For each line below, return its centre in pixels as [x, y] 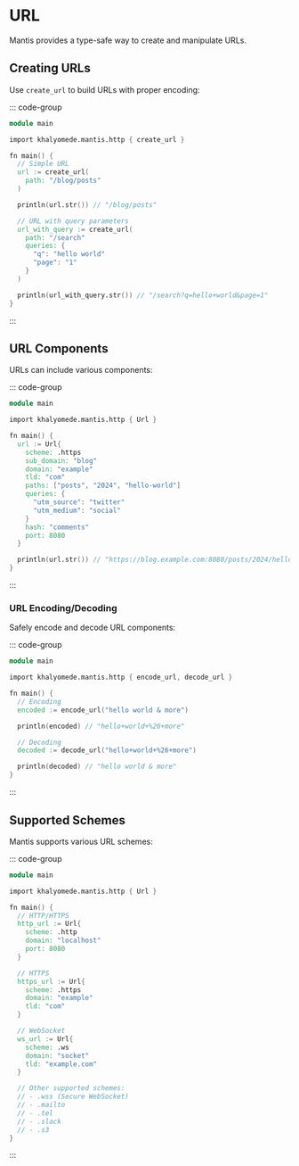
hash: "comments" [57, 527]
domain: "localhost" [63, 941]
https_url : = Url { [52, 981]
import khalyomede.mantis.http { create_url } [97, 139]
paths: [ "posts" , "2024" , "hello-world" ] [103, 486]
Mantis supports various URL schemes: [81, 841]
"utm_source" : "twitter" [79, 502]
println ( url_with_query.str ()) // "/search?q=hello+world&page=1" [143, 295]
